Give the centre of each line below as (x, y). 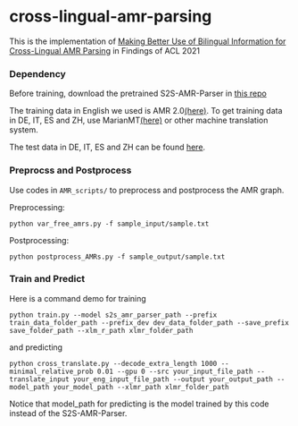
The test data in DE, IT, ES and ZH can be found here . (108, 147)
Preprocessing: (37, 207)
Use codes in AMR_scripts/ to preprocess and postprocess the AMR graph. (147, 190)
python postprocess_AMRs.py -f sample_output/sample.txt (117, 257)
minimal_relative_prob (51, 371)
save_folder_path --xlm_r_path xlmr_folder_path (101, 330)
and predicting (36, 347)
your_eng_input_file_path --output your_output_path (173, 379)
